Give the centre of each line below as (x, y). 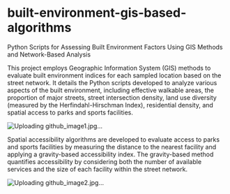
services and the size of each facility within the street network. (98, 169)
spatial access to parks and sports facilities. (70, 112)
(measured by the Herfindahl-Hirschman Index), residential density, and (110, 105)
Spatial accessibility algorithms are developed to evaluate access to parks (114, 139)
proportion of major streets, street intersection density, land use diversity (112, 97)
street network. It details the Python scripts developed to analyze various (112, 82)
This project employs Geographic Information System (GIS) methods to (109, 68)
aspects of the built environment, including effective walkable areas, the (111, 90)
